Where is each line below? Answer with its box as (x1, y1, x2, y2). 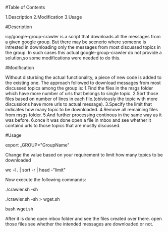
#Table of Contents (5, 5, 45, 10)
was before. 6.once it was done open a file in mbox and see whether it (5, 117, 151, 123)
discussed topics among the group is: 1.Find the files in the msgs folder (5, 85, 153, 91)
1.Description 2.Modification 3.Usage (5, 14, 82, 20)
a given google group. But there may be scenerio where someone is (5, 39, 146, 45)
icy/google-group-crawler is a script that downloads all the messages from (5, 34, 161, 39)
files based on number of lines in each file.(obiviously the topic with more (5, 96, 158, 102)
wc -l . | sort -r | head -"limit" (5, 167, 66, 173)
